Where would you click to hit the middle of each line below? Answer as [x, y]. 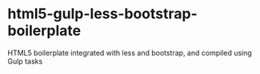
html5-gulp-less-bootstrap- [102, 14]
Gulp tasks [25, 61]
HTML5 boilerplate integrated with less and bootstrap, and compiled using [130, 53]
